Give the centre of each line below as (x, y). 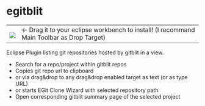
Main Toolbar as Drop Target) (63, 37)
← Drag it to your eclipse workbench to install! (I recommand (108, 30)
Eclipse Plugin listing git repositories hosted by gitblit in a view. (85, 52)
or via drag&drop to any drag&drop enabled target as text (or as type (101, 77)
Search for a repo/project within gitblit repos (71, 64)
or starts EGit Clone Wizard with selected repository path (87, 90)
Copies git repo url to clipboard (54, 71)
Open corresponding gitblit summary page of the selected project (98, 96)
